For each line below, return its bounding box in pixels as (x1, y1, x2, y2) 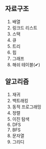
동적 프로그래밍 (12, 104, 42, 110)
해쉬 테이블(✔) (12, 61, 41, 67)
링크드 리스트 (12, 25, 38, 30)
